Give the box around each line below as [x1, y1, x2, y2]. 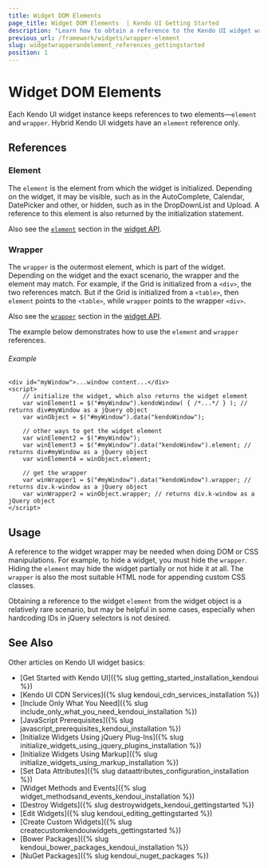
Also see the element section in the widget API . [8, 224, 162, 234]
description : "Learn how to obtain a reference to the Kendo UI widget [8, 26, 251, 34]
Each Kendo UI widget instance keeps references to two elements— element [8, 109, 257, 119]
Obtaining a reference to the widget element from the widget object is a [8, 596, 242, 606]
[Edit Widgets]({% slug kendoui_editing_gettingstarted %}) [19, 808, 213, 818]
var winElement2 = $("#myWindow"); [22, 434, 141, 443]
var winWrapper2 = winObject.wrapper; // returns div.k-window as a [22, 490, 255, 499]
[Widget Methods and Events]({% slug [19, 783, 147, 792]
